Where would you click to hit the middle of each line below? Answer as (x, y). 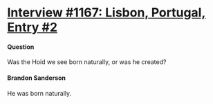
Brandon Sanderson (37, 78)
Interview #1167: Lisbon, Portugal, (106, 13)
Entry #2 (32, 27)
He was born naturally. (39, 93)
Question (21, 47)
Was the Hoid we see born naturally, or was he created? (87, 62)
